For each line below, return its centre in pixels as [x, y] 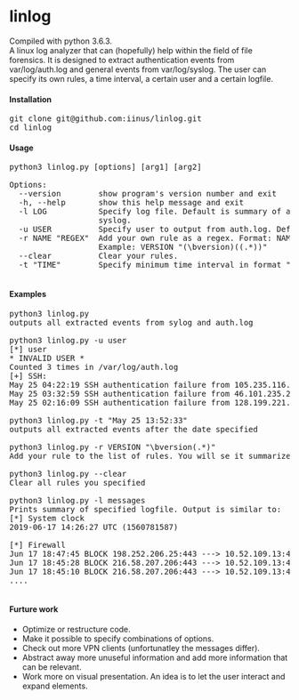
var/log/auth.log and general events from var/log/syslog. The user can [138, 69]
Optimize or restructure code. [76, 629]
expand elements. [55, 686]
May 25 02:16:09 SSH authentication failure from [120, 402]
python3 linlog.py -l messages [77, 500]
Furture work [34, 609]
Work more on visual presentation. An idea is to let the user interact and [154, 676]
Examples [28, 294]
